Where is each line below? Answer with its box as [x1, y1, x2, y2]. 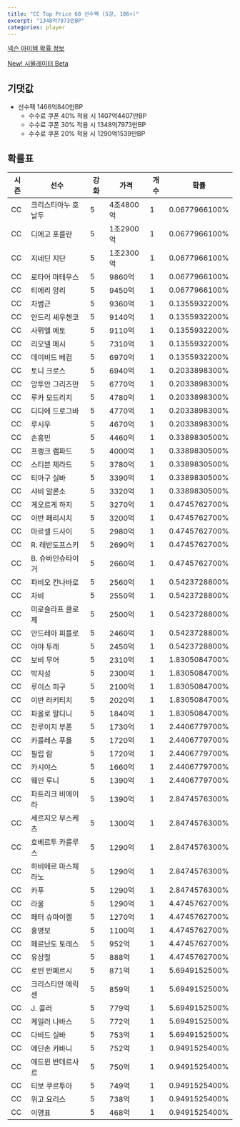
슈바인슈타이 [39, 554, 79, 563]
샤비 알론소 [31, 486, 66, 496]
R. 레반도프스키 [31, 540, 79, 550]
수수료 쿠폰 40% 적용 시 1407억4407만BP [28, 111, 147, 120]
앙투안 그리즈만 [31, 379, 79, 389]
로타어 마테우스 [31, 272, 79, 282]
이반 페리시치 [31, 514, 73, 523]
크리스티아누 [31, 200, 71, 209]
